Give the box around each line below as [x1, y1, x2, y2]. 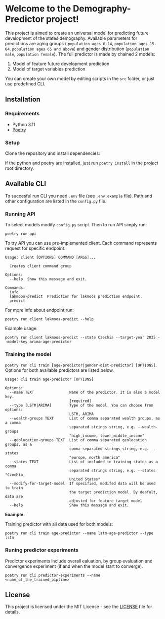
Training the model [5, 350, 51, 357]
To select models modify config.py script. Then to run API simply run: [5, 222, 147, 228]
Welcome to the [5, 3, 71, 14]
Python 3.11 [12, 121, 36, 127]
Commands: [5, 285, 26, 290]
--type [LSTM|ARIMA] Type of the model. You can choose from [9, 403, 154, 408]
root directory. [5, 165, 35, 171]
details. [5, 609, 20, 615]
